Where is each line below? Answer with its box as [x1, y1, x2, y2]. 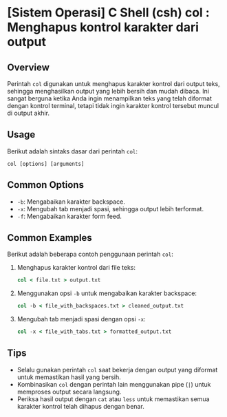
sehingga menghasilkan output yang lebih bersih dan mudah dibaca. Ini [7, 87, 210, 95]
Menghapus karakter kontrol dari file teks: [17, 264, 136, 272]
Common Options [7, 179, 85, 191]
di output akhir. [7, 109, 50, 117]
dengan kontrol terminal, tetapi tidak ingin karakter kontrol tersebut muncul [7, 102, 219, 109]
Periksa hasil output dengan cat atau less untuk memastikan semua [17, 394, 210, 403]
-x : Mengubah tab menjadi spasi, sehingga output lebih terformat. [17, 204, 204, 213]
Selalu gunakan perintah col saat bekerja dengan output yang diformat [17, 365, 218, 374]
